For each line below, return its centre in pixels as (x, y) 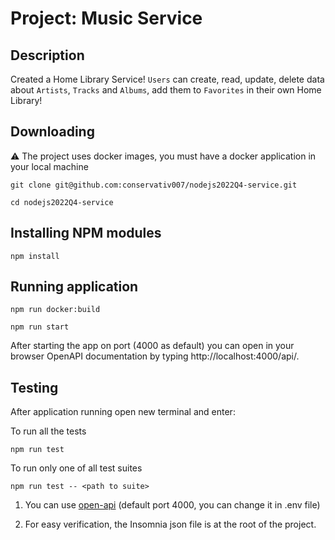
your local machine (49, 166)
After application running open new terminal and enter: (123, 412)
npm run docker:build (55, 310)
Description (47, 55)
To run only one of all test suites (76, 468)
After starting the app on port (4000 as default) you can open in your (152, 346)
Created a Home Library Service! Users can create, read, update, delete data (167, 79)
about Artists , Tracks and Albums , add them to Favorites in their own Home (166, 90)
